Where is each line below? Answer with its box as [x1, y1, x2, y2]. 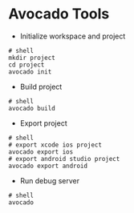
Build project [19, 82, 63, 91]
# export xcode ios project [8, 141, 103, 149]
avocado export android [8, 162, 88, 170]
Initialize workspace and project [19, 31, 126, 41]
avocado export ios [8, 147, 74, 156]
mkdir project [8, 54, 56, 62]
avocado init [8, 67, 52, 76]
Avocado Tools [8, 5, 110, 23]
